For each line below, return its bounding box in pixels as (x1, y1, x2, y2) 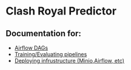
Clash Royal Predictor (5, 4, 116, 18)
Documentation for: (5, 28, 81, 39)
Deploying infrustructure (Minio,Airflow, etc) (14, 57, 125, 64)
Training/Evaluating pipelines (14, 51, 87, 58)
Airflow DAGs (14, 44, 49, 51)
